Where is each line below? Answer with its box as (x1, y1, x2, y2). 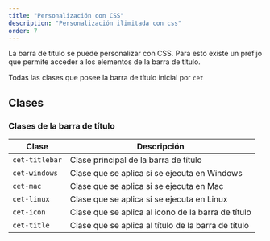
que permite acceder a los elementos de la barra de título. (8, 57, 201, 67)
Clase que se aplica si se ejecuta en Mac (69, 181, 224, 192)
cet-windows (12, 169, 59, 178)
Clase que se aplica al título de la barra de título (69, 220, 250, 231)
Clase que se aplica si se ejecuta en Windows (69, 168, 243, 179)
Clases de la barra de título (8, 120, 115, 131)
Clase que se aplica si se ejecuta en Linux (69, 194, 228, 205)
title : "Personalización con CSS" (8, 11, 125, 20)
